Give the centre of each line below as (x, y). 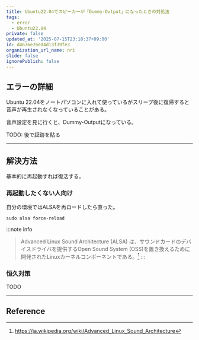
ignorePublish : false (33, 61)
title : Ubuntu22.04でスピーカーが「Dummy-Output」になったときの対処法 (88, 12)
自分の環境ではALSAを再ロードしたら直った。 (62, 207)
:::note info (19, 230)
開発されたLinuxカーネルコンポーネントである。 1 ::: (83, 256)
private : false (25, 34)
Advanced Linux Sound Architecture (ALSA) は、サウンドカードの (101, 242)
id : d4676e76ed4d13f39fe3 (38, 45)
